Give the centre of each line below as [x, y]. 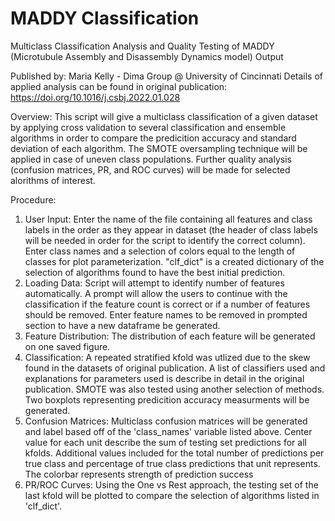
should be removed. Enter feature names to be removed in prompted [166, 314]
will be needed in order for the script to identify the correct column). [165, 240]
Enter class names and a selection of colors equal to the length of [160, 251]
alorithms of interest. [53, 180]
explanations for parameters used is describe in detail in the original [164, 378]
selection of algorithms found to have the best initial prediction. [155, 272]
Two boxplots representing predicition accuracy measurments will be [167, 399]
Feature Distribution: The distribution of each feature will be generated [170, 336]
